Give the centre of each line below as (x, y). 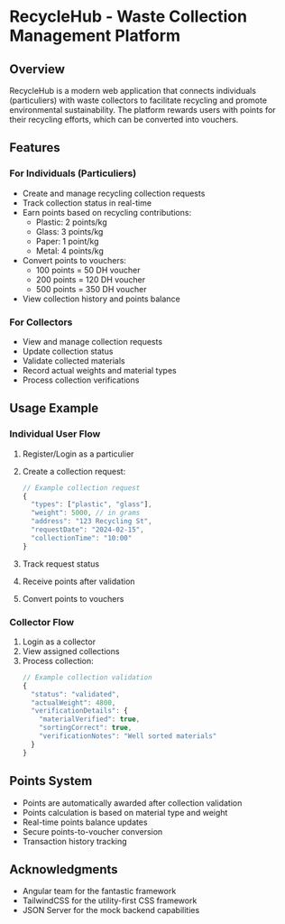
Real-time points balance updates (85, 822)
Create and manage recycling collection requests (114, 193)
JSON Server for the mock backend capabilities (111, 910)
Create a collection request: (74, 471)
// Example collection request (81, 488)
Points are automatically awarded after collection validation (132, 803)
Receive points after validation (78, 581)
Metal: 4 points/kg (69, 251)
